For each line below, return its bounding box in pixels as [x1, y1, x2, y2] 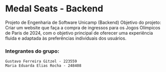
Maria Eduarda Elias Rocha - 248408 [5, 63, 81, 69]
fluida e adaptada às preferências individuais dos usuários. [5, 35, 126, 41]
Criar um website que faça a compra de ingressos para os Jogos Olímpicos [5, 24, 160, 30]
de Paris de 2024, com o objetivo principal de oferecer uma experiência [5, 30, 153, 36]
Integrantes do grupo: [5, 48, 59, 55]
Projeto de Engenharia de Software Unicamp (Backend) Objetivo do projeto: [5, 19, 161, 25]
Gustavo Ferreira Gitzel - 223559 [5, 59, 77, 64]
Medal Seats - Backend [5, 3, 103, 14]
